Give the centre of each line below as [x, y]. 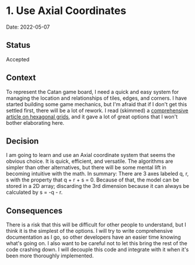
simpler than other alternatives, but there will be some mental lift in [86, 168]
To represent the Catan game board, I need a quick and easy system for [93, 92]
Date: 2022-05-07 [28, 27]
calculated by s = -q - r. [34, 192]
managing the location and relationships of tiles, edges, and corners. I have [97, 98]
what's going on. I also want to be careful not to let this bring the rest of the [97, 243]
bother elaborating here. [35, 123]
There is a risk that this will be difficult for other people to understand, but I [96, 225]
